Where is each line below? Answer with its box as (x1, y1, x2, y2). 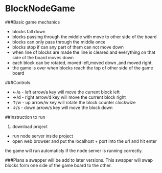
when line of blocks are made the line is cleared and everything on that (12, 49, 156, 55)
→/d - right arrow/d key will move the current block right (12, 94, 126, 100)
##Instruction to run (5, 114, 46, 120)
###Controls (5, 79, 31, 86)
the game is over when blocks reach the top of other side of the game (12, 65, 153, 71)
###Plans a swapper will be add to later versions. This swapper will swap (5, 157, 153, 163)
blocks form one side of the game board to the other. (5, 162, 112, 168)
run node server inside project (12, 133, 73, 139)
